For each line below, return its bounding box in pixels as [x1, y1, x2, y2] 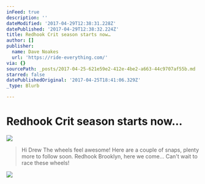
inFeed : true [6, 9, 40, 15]
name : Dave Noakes [12, 49, 59, 55]
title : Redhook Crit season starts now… [6, 32, 111, 38]
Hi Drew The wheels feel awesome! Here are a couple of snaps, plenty [21, 146, 199, 153]
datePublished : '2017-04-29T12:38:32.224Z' [6, 26, 119, 32]
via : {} [6, 60, 26, 66]
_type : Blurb [6, 83, 40, 89]
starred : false [6, 72, 45, 78]
